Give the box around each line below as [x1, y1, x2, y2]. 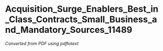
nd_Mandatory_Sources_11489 [5, 25, 132, 35]
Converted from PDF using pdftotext [5, 40, 79, 46]
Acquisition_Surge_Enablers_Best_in [5, 3, 159, 15]
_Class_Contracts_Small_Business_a [5, 14, 158, 25]
